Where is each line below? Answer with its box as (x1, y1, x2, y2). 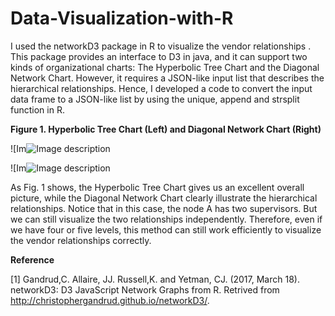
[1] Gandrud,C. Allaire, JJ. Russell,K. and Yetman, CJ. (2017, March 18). (10, 273, 300, 285)
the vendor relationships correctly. (10, 234, 152, 246)
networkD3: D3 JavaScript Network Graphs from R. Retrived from (10, 283, 280, 296)
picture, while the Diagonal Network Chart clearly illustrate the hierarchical (10, 192, 318, 204)
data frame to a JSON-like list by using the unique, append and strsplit (10, 93, 300, 105)
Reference (10, 253, 55, 266)
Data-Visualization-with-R (10, 7, 234, 30)
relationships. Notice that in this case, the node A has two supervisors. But (10, 202, 318, 214)
